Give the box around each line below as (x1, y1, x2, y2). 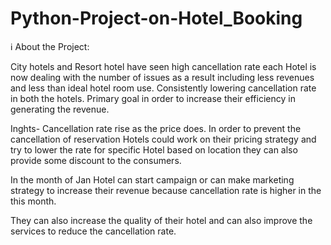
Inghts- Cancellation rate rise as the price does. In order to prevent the (10, 122, 302, 134)
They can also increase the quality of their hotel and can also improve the (10, 214, 313, 226)
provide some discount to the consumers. (10, 154, 182, 166)
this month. (10, 195, 57, 207)
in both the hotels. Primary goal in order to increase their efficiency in (10, 92, 296, 104)
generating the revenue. (10, 103, 110, 115)
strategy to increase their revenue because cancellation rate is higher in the (10, 184, 322, 196)
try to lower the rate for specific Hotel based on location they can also (10, 143, 298, 156)
